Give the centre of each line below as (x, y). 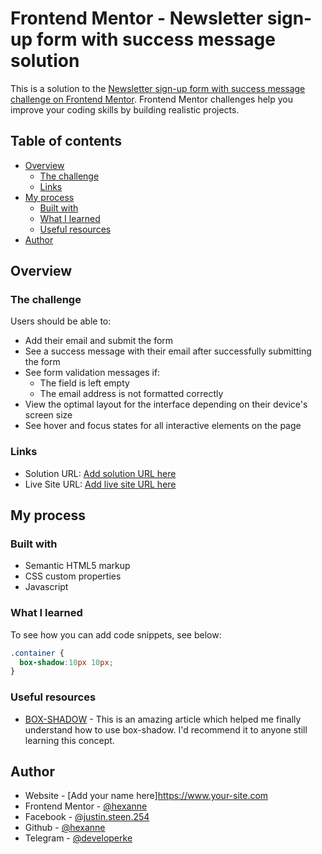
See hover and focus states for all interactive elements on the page (163, 426)
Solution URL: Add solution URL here (100, 473)
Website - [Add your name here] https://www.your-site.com (146, 796)
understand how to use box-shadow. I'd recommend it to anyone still (166, 729)
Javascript (46, 587)
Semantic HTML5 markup (77, 566)
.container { (37, 653)
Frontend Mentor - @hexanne (86, 806)
